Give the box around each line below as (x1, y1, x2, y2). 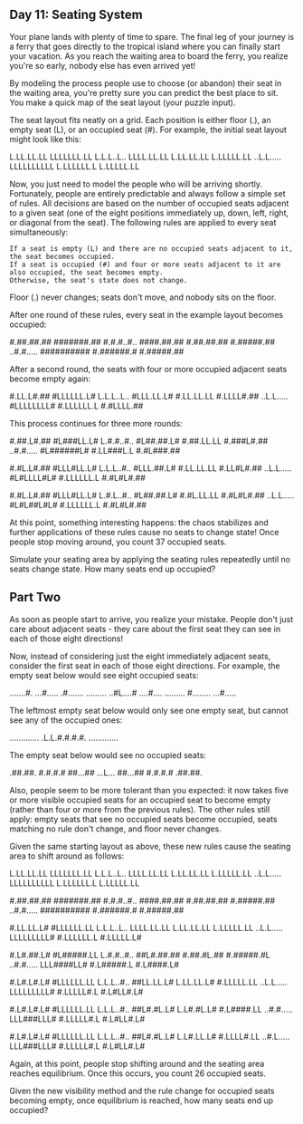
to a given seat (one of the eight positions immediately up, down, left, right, (9, 207, 289, 218)
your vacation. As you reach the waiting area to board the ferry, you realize (9, 50, 289, 62)
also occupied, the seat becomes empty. (9, 267, 165, 277)
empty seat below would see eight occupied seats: (9, 669, 199, 680)
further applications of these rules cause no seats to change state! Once (9, 526, 279, 537)
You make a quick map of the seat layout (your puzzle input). (9, 97, 236, 108)
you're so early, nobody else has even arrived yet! (9, 60, 196, 71)
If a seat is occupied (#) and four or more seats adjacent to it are (9, 260, 281, 269)
